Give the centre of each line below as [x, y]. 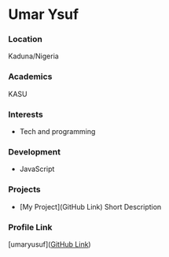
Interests [26, 114]
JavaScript [37, 169]
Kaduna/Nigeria [33, 56]
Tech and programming [57, 132]
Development [35, 152]
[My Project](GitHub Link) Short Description [90, 207]
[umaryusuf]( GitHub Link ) [50, 244]
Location [26, 39]
